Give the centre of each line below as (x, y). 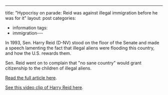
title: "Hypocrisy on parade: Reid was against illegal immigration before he (81, 13)
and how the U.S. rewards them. (38, 53)
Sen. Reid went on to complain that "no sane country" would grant (73, 63)
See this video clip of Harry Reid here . (44, 87)
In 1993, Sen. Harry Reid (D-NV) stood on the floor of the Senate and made (82, 43)
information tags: (30, 28)
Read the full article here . (31, 78)
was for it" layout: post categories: (41, 18)
